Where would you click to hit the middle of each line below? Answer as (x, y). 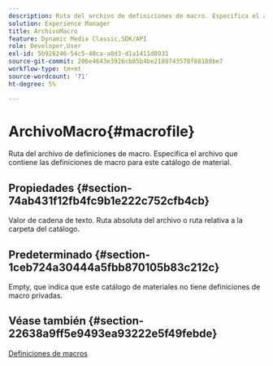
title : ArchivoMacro (43, 31)
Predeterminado (50, 254)
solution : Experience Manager (60, 24)
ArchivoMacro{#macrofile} (102, 131)
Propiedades (41, 188)
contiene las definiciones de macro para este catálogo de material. (120, 163)
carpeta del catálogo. (44, 229)
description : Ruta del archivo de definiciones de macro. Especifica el (134, 16)
